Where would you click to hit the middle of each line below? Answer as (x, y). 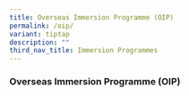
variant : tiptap (39, 34)
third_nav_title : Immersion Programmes (84, 51)
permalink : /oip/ (42, 26)
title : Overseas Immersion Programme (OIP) (92, 17)
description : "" (39, 42)
